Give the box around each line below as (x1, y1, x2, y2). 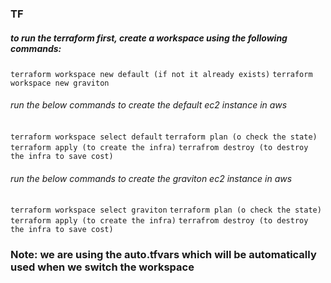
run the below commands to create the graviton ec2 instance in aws (10, 172, 293, 184)
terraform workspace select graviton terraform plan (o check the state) (10, 205, 322, 216)
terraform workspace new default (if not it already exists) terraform (10, 69, 313, 79)
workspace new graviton (10, 78, 110, 88)
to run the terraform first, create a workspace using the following (10, 32, 288, 44)
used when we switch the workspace (10, 260, 195, 274)
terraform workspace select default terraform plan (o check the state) (10, 132, 318, 142)
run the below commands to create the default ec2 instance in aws (10, 99, 288, 111)
